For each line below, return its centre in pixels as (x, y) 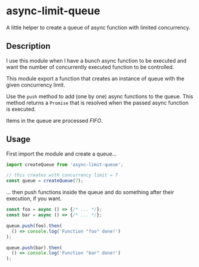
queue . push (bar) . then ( (34, 248)
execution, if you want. (34, 198)
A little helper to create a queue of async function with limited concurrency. (98, 27)
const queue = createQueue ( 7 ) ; (45, 181)
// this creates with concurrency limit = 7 (62, 175)
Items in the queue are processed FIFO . (54, 120)
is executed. (21, 109)
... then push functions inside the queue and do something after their (90, 193)
